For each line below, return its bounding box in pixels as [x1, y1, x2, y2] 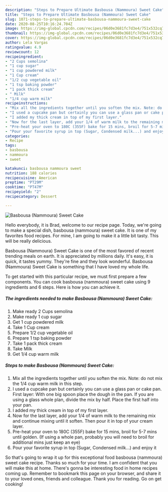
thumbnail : [5, 31, 28, 36]
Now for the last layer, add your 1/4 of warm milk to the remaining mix [12, 413, 156, 419]
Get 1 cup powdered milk [12, 319, 64, 325]
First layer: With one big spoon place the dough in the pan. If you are [12, 391, 154, 397]
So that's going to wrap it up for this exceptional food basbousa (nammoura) [5, 454, 162, 460]
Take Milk [12, 345, 32, 352]
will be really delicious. [5, 238, 52, 244]
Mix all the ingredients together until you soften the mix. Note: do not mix [12, 375, 162, 381]
